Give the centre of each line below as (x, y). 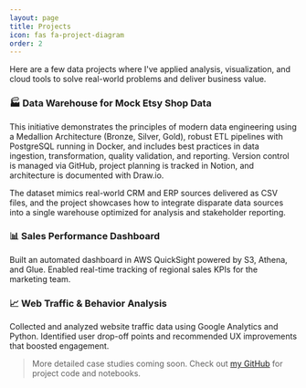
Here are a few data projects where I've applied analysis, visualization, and (150, 69)
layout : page (34, 18)
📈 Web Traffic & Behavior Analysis (88, 303)
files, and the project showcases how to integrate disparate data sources (147, 203)
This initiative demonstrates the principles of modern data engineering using (153, 126)
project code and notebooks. (86, 373)
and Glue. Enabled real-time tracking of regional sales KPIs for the (134, 269)
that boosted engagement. (59, 346)
